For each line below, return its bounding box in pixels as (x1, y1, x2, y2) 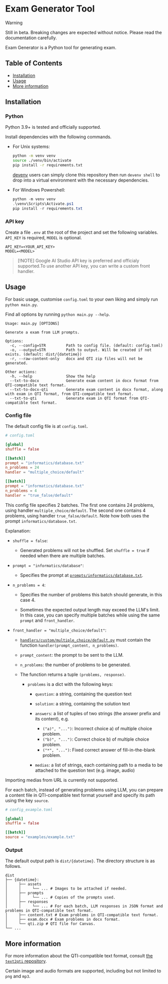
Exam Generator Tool (5, 3, 95, 15)
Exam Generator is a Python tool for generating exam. (5, 44, 117, 50)
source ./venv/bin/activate (12, 158, 71, 163)
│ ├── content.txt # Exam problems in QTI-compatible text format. (5, 913, 158, 918)
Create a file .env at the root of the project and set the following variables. (5, 229, 158, 235)
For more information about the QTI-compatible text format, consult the (5, 953, 153, 959)
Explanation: (5, 527, 31, 533)
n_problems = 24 (5, 465, 39, 470)
